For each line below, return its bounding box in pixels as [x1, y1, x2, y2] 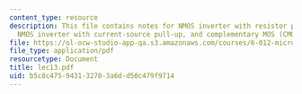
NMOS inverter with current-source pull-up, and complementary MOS [17, 30, 276, 38]
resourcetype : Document [9, 55, 99, 64]
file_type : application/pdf [9, 47, 115, 56]
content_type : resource [9, 13, 99, 22]
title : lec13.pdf [9, 64, 75, 73]
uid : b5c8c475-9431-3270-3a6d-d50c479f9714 [9, 72, 175, 81]
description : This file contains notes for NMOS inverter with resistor [9, 21, 288, 30]
